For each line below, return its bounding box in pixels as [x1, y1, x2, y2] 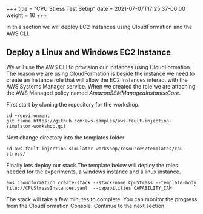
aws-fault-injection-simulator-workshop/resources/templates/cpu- [14, 145, 186, 152]
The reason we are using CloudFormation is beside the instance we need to [6, 70, 195, 77]
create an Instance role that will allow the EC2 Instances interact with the [6, 76, 188, 84]
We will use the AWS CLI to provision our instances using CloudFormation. [6, 63, 192, 70]
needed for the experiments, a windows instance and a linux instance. [6, 168, 181, 175]
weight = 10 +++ [6, 12, 47, 19]
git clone [6, 118, 32, 124]
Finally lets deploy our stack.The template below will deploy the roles [6, 161, 179, 169]
